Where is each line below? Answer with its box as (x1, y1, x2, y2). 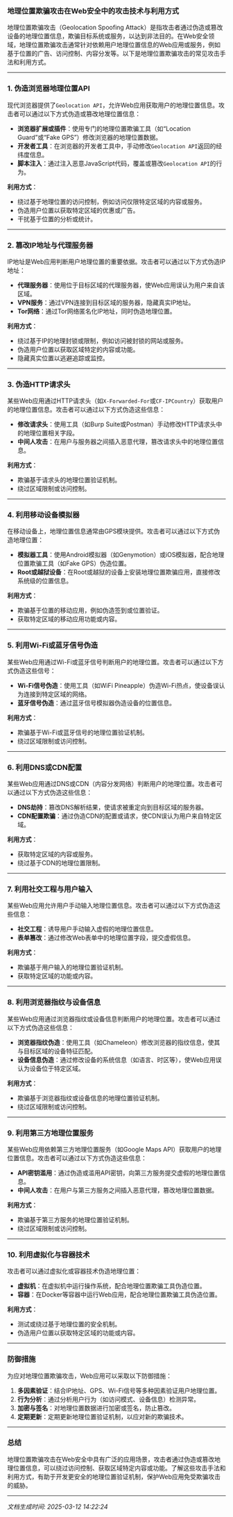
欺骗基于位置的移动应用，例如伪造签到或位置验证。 (17, 607, 164, 615)
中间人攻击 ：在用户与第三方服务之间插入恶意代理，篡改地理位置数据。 (17, 1186, 218, 1194)
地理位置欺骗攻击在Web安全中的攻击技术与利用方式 (7, 6, 180, 15)
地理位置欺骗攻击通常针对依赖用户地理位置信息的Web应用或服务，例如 (19, 40, 221, 49)
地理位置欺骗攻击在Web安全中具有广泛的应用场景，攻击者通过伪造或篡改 (7, 1455, 215, 1463)
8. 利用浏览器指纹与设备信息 (7, 997, 101, 1007)
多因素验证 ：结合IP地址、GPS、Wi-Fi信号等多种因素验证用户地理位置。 (17, 1386, 221, 1395)
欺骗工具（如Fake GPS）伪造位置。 (29, 559, 130, 568)
